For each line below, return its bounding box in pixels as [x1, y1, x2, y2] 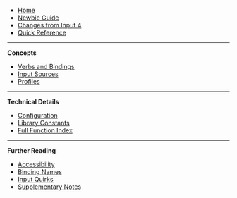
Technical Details [7, 98, 59, 106]
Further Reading [7, 147, 56, 154]
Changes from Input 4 [17, 21, 82, 29]
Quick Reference [17, 28, 67, 37]
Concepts [7, 49, 37, 57]
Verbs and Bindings [17, 63, 75, 70]
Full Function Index [17, 126, 73, 135]
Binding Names [17, 168, 62, 175]
